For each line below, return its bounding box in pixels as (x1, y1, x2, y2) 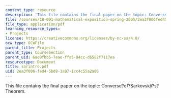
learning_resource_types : (5, 26, 60, 31)
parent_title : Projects (5, 45, 56, 50)
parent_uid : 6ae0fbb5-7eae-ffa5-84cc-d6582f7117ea (5, 54, 115, 60)
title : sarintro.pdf (5, 64, 49, 69)
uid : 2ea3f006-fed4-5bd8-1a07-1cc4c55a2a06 (5, 69, 99, 74)
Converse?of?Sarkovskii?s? (101, 83, 159, 89)
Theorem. (5, 88, 26, 94)
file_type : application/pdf (5, 21, 65, 27)
